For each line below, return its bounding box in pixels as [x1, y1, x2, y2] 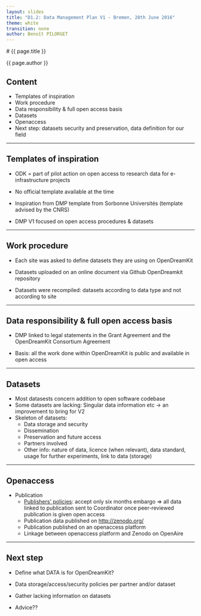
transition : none [6, 25, 50, 32]
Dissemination [23, 427, 59, 435]
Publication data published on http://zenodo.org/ [23, 517, 144, 524]
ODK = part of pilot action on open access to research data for [14, 169, 169, 177]
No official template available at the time [14, 188, 114, 195]
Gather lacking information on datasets [14, 592, 111, 599]
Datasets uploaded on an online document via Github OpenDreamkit [14, 268, 183, 275]
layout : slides [6, 8, 44, 15]
